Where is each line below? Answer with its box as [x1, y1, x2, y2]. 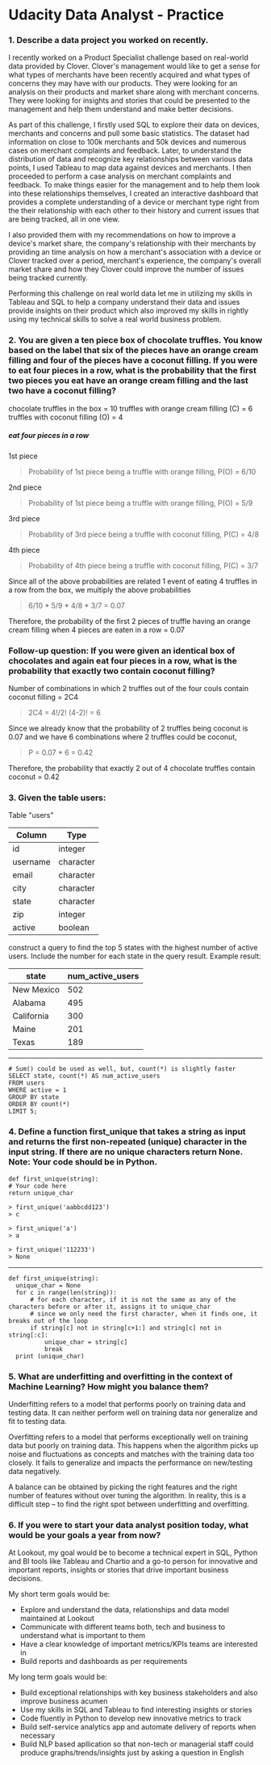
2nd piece [8, 482, 42, 492]
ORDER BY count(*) [8, 1101, 70, 1109]
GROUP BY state [8, 1093, 60, 1102]
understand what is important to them [19, 1631, 146, 1641]
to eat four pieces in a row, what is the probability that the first [8, 365, 256, 377]
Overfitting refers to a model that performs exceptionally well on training [8, 1432, 248, 1442]
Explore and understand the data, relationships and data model [19, 1605, 230, 1615]
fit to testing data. [8, 1416, 67, 1426]
